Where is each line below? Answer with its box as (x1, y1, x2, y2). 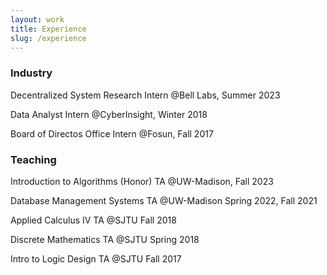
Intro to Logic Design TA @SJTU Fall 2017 (10, 252, 182, 265)
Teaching (10, 152, 57, 166)
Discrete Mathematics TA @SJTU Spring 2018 (10, 233, 200, 245)
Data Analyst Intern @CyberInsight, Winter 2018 (10, 108, 208, 120)
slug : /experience (10, 33, 87, 43)
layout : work (10, 14, 65, 25)
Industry (10, 66, 53, 80)
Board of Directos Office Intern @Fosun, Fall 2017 (10, 127, 214, 140)
